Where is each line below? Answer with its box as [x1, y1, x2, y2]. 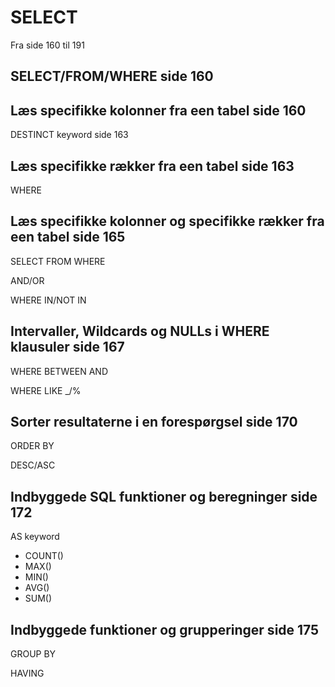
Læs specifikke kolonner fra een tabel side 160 [10, 102, 307, 119]
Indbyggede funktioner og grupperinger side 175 [10, 621, 320, 638]
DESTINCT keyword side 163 [10, 129, 129, 141]
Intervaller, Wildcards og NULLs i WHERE [10, 323, 270, 340]
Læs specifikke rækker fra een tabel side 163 [10, 157, 295, 175]
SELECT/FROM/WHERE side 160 [10, 68, 214, 85]
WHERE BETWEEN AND [10, 365, 109, 377]
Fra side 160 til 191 [10, 39, 85, 51]
